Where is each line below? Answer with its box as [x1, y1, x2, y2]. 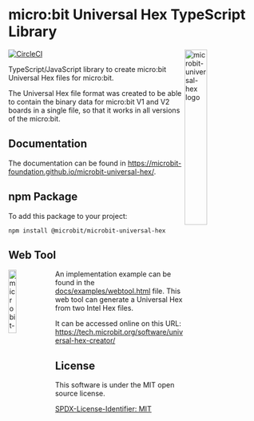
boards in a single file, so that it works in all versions [8, 105, 181, 115]
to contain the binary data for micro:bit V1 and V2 [8, 97, 170, 106]
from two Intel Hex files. [54, 304, 134, 313]
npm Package [8, 190, 78, 204]
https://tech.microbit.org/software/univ [54, 328, 184, 337]
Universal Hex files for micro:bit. [8, 73, 114, 82]
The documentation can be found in [8, 158, 126, 168]
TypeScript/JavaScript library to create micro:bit [8, 64, 166, 73]
